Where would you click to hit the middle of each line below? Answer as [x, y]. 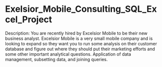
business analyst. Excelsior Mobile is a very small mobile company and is [79, 38]
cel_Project [29, 19]
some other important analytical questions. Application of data [68, 54]
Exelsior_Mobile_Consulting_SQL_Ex [81, 9]
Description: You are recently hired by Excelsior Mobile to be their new [76, 33]
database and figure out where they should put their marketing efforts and [80, 49]
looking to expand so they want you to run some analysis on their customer [81, 43]
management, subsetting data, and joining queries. [56, 59]
